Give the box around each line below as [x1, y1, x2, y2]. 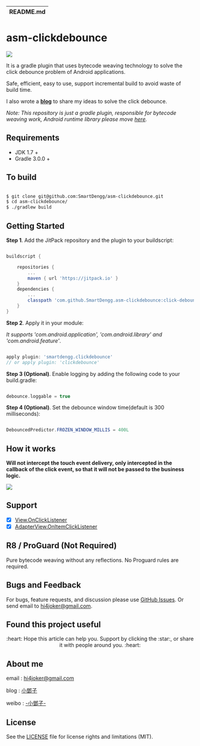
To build [6, 172, 37, 182]
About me [6, 658, 43, 669]
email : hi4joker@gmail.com [6, 674, 74, 682]
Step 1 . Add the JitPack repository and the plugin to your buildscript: [6, 237, 174, 244]
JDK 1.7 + [14, 148, 39, 156]
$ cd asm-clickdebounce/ [6, 199, 68, 205]
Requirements [6, 133, 60, 143]
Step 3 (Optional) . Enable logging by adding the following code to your [6, 370, 180, 377]
